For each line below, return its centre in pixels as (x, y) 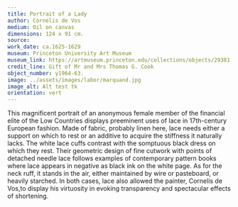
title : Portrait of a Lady (47, 14)
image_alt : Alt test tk (43, 86)
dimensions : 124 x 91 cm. (45, 34)
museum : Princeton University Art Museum (70, 54)
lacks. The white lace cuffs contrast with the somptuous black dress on (112, 143)
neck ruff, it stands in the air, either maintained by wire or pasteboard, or (113, 174)
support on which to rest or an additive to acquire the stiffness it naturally (115, 136)
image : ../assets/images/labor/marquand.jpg (74, 80)
